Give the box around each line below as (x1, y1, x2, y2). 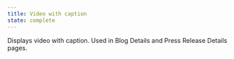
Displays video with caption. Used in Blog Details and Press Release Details (7, 36, 228, 44)
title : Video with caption (7, 10, 87, 18)
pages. (7, 44, 28, 52)
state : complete (7, 17, 55, 24)
